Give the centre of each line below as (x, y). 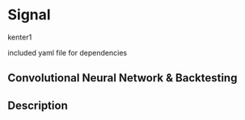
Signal (29, 15)
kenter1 (20, 37)
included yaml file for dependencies (67, 52)
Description (38, 105)
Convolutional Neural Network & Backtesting (122, 78)
